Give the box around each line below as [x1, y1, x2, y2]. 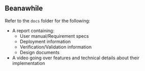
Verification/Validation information [19, 43, 92, 50]
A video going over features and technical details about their [12, 55, 140, 61]
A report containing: [12, 28, 55, 34]
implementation [12, 60, 45, 66]
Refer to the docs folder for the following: [5, 17, 90, 23]
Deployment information [19, 38, 71, 44]
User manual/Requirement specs [19, 33, 89, 39]
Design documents [19, 49, 60, 55]
